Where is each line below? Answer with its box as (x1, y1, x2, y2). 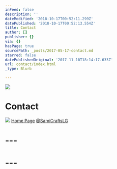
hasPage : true (5, 44, 34, 48)
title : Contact (5, 25, 36, 30)
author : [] (5, 30, 28, 35)
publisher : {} (5, 35, 34, 40)
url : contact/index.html (5, 62, 56, 67)
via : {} (5, 39, 21, 44)
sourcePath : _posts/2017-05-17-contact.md (5, 48, 93, 53)
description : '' (5, 12, 38, 17)
